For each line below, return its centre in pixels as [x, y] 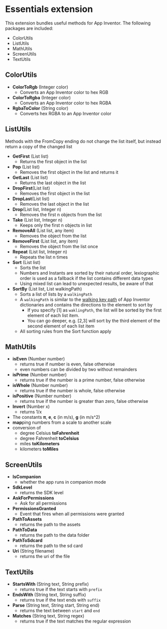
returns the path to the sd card [51, 546]
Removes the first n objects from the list [61, 214]
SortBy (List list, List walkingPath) [47, 289]
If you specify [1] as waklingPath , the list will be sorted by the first [94, 310]
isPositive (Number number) [42, 396]
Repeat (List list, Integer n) [40, 252]
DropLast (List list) [31, 199]
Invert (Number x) [31, 407]
